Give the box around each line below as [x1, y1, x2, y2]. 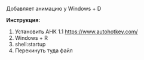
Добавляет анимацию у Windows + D [6, 5, 102, 12]
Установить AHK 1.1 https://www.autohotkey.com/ [14, 28, 139, 35]
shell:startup [14, 41, 46, 48]
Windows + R [14, 34, 48, 41]
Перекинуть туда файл [14, 47, 73, 54]
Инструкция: [6, 17, 41, 23]
